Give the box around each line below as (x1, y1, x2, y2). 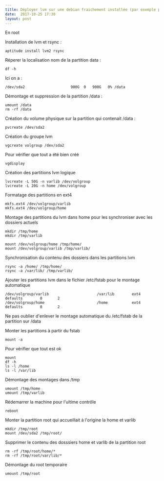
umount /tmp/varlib (5, 390, 45, 395)
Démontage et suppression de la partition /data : (5, 93, 102, 99)
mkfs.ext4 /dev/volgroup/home (5, 206, 67, 211)
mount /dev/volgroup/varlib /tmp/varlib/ (5, 246, 91, 251)
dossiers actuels (5, 220, 38, 226)
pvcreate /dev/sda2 (5, 125, 45, 130)
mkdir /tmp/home (5, 229, 38, 234)
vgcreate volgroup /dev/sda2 (5, 143, 64, 148)
